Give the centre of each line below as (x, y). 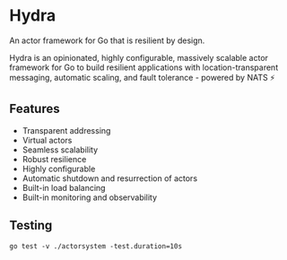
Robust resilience (54, 159)
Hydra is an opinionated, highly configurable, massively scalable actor (139, 57)
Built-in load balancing (64, 187)
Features (35, 109)
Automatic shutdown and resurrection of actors (110, 178)
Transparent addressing (66, 130)
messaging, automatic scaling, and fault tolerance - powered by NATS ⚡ (142, 77)
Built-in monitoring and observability (90, 197)
